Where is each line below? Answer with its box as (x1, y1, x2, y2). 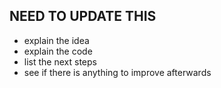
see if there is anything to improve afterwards (23, 66, 212, 78)
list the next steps (23, 55, 97, 68)
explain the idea (23, 34, 90, 46)
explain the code (23, 45, 93, 57)
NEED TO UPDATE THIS (9, 8, 157, 25)
